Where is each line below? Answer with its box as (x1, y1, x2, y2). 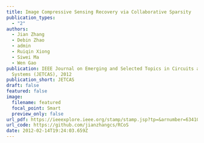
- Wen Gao (12, 60, 36, 66)
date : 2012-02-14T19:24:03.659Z (6, 128, 88, 134)
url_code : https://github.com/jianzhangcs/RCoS (6, 122, 129, 128)
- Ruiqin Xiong (12, 49, 50, 55)
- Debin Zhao (12, 37, 45, 43)
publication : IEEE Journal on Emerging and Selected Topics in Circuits (6, 65, 194, 72)
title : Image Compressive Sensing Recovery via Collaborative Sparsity (6, 9, 191, 15)
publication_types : (6, 15, 56, 21)
